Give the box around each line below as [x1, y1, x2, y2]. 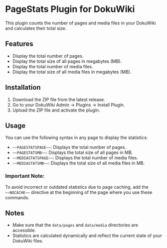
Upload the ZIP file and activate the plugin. [12, 107, 100, 113]
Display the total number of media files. [12, 63, 93, 69]
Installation [5, 83, 41, 92]
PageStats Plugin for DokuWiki [5, 3, 135, 15]
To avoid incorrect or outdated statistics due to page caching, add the [5, 184, 149, 190]
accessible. [12, 228, 36, 234]
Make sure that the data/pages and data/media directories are [12, 222, 138, 228]
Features [5, 40, 33, 48]
